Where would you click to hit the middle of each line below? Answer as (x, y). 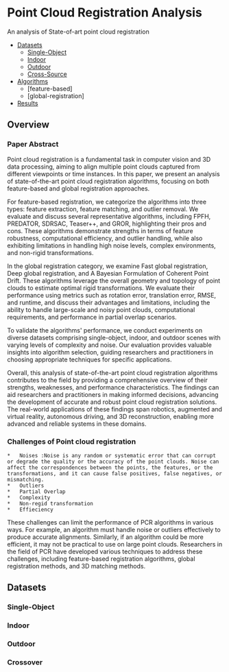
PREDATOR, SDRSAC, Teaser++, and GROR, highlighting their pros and (107, 224)
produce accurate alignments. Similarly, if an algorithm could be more (105, 537)
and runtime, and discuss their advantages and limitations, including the (109, 302)
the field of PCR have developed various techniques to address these (105, 551)
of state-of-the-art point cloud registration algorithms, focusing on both (108, 181)
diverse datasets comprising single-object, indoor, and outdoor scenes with (114, 337)
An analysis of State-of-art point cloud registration (78, 32)
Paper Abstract (33, 144)
